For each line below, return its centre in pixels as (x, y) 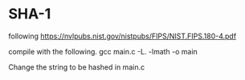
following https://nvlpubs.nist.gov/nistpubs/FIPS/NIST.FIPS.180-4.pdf (122, 36)
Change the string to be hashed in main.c (77, 67)
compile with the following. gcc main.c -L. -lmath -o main (103, 51)
